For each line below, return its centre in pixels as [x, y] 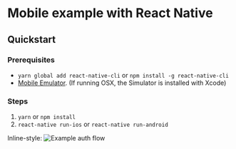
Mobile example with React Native [110, 13]
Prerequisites [31, 60]
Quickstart [32, 40]
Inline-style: [25, 138]
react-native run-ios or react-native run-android [93, 124]
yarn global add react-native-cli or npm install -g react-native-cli [123, 75]
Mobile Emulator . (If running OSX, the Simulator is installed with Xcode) [122, 83]
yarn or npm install [47, 117]
